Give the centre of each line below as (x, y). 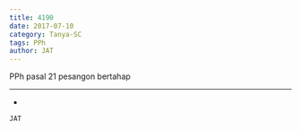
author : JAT (31, 51)
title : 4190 (31, 17)
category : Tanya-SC (46, 34)
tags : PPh (28, 43)
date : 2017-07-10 (42, 26)
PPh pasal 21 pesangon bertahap (70, 76)
